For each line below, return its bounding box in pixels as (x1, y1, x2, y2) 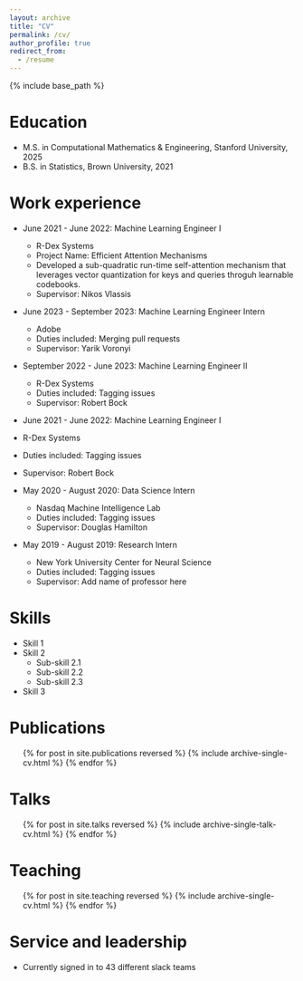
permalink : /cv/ (9, 30, 71, 39)
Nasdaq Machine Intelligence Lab (35, 502, 161, 513)
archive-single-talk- (202, 819, 277, 830)
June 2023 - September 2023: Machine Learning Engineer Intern (22, 305, 265, 317)
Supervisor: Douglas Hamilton (35, 522, 147, 533)
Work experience (9, 193, 142, 214)
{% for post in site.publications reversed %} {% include (22, 747, 229, 758)
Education (9, 112, 88, 132)
